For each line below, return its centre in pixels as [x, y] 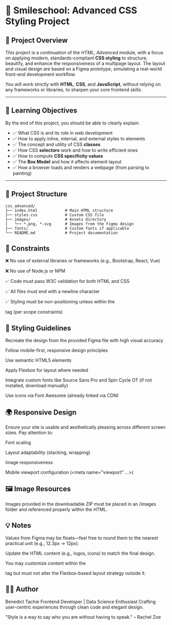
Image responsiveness [29, 463]
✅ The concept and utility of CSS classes [57, 144]
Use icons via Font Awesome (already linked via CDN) [62, 395]
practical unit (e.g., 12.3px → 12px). [42, 543]
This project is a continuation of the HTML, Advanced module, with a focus [84, 53]
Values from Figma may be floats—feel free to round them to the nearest [82, 538]
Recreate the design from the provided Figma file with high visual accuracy [84, 341]
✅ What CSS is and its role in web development [62, 133]
